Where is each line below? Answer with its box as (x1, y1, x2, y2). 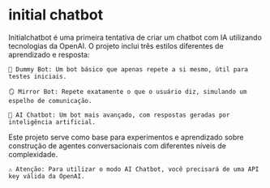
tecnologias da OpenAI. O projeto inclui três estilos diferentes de (8, 41, 225, 50)
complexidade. (8, 149, 58, 159)
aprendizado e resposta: (8, 49, 90, 59)
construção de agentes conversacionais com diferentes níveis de (8, 140, 227, 151)
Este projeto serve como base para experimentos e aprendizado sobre (8, 132, 245, 142)
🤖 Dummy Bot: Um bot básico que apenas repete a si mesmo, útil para (8, 65, 249, 74)
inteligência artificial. (8, 117, 96, 126)
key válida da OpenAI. (8, 172, 85, 180)
